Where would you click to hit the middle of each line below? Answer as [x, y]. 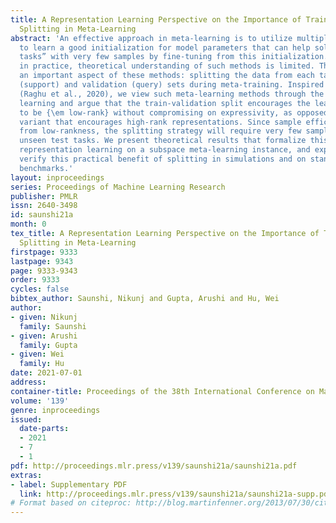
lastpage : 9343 [42, 261]
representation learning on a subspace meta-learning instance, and [165, 150]
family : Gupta [48, 345]
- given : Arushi [44, 336]
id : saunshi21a [42, 215]
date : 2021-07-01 [46, 373]
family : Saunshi [53, 326]
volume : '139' [40, 401]
